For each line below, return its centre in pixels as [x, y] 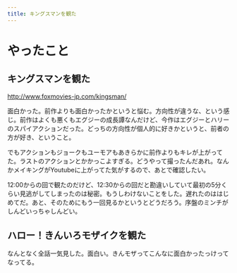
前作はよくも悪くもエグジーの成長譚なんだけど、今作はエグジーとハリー [124, 120]
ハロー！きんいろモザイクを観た [77, 235]
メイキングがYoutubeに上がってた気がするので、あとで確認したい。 [111, 170]
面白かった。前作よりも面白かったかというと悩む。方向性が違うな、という [115, 110]
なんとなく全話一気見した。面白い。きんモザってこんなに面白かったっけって [118, 253]
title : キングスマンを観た [42, 14]
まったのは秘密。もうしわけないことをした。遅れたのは [136, 193]
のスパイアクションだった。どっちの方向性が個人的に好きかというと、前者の [118, 128]
